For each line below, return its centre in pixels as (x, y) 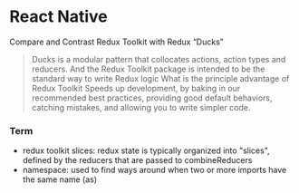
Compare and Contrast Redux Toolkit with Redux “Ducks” (116, 42)
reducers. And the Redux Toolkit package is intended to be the (148, 69)
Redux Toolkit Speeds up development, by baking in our (136, 88)
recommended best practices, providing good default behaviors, (152, 98)
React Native (59, 17)
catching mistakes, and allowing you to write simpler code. (141, 107)
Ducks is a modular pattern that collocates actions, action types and (159, 59)
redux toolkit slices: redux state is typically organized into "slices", (146, 150)
